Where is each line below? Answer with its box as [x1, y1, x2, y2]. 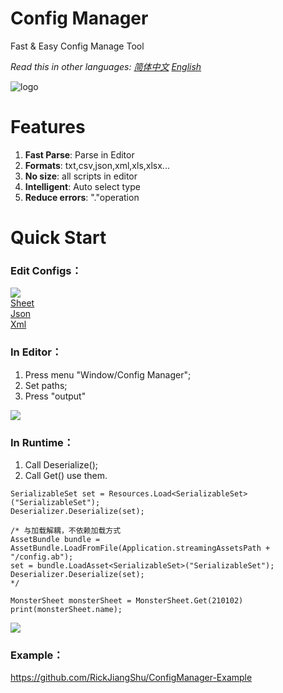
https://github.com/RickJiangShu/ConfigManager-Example [10, 672, 253, 684]
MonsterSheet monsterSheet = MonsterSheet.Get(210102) [10, 595, 244, 606]
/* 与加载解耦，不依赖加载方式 [10, 525, 122, 536]
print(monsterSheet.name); [10, 604, 123, 614]
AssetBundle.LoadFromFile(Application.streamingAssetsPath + [10, 543, 271, 553]
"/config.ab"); [10, 552, 74, 562]
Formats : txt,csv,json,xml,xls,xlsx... [24, 159, 170, 171]
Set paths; [24, 379, 68, 391]
